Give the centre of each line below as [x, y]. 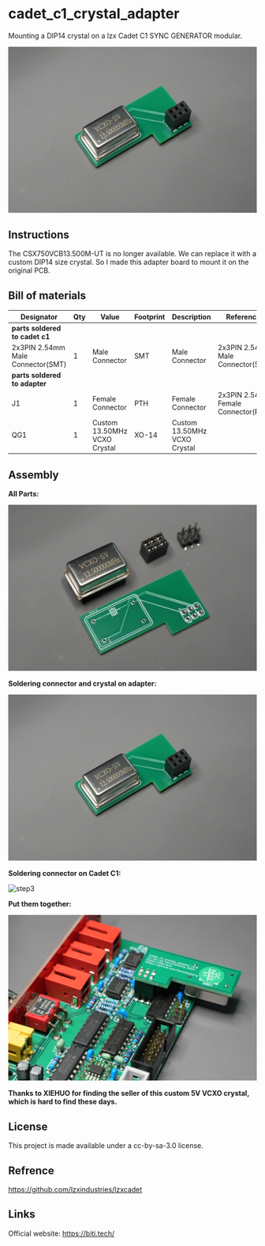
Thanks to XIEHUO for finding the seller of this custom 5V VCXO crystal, [129, 1093]
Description [191, 316]
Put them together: [40, 904]
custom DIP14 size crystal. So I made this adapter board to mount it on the [129, 262]
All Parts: [24, 494]
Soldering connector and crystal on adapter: [82, 683]
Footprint [149, 316]
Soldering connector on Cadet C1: [65, 873]
